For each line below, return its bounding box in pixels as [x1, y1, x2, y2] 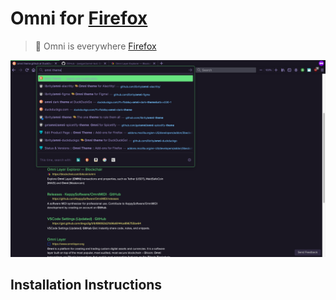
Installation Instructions [10, 277, 163, 294]
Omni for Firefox [10, 7, 148, 30]
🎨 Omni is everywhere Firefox [34, 40, 157, 52]
